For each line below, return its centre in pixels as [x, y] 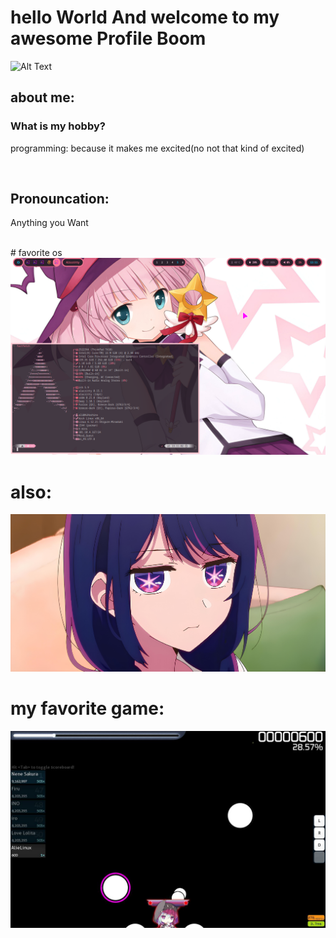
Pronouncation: [60, 199]
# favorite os [36, 253]
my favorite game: [87, 708]
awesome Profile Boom [108, 38]
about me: [42, 97]
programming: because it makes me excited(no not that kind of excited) [157, 148]
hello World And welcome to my [145, 17]
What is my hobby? [58, 126]
